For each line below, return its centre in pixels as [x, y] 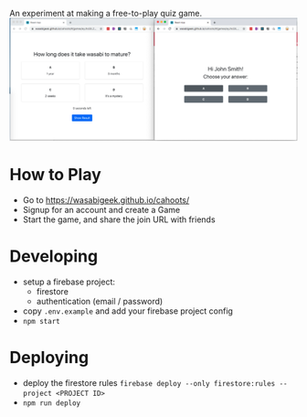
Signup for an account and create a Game [101, 210]
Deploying [49, 358]
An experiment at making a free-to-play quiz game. [106, 13]
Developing [54, 257]
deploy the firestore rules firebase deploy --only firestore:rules [149, 382]
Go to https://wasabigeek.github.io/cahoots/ [106, 200]
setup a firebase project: [69, 282]
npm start [42, 321]
